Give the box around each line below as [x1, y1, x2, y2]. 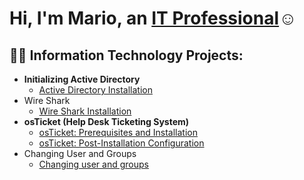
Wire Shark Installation [38, 105, 132, 117]
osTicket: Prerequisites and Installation [38, 127, 199, 138]
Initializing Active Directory [23, 73, 141, 85]
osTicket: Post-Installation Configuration [38, 137, 205, 149]
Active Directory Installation [38, 84, 153, 96]
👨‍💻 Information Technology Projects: [9, 47, 244, 64]
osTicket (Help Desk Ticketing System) [23, 116, 190, 127]
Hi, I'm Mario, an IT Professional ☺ [9, 7, 297, 30]
